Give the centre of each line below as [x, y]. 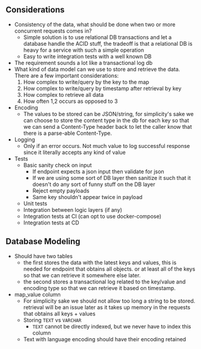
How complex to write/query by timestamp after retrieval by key [102, 88]
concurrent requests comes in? [53, 31]
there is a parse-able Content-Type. [68, 133]
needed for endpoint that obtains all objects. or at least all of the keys [109, 269]
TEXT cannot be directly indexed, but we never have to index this [112, 326]
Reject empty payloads [61, 190]
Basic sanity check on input [57, 165]
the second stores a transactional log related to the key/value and [104, 282]
